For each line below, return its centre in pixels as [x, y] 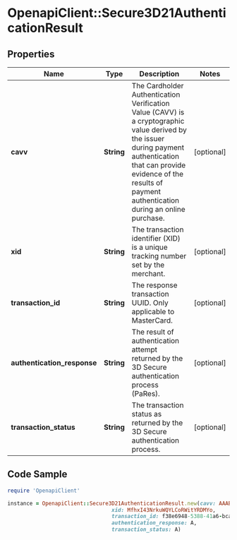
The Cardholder [158, 86]
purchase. [148, 218]
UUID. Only [150, 303]
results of [147, 183]
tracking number [159, 256]
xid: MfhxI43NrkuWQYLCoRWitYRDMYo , [164, 510]
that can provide [159, 165]
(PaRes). [146, 394]
